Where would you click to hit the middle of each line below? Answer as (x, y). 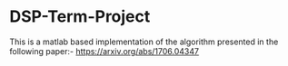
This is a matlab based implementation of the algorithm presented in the (144, 42)
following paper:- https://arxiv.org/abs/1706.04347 (104, 51)
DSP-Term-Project (80, 17)
